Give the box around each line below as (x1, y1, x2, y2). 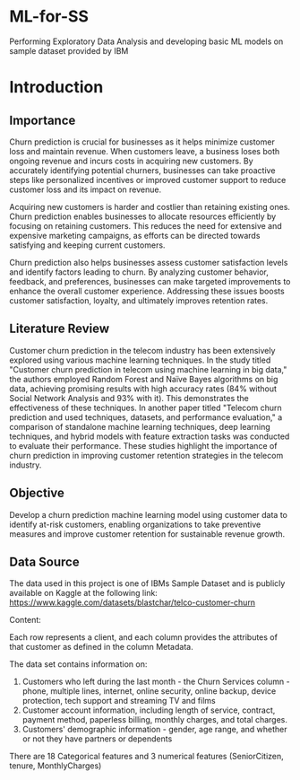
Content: (9, 615, 42, 626)
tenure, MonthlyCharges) (9, 760, 102, 771)
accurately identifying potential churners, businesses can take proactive (9, 164, 276, 176)
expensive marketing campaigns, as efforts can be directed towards (9, 230, 261, 241)
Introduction (9, 77, 104, 98)
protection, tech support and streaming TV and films (21, 696, 217, 706)
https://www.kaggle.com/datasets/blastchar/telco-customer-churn (9, 597, 256, 608)
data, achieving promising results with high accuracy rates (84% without (9, 383, 278, 394)
